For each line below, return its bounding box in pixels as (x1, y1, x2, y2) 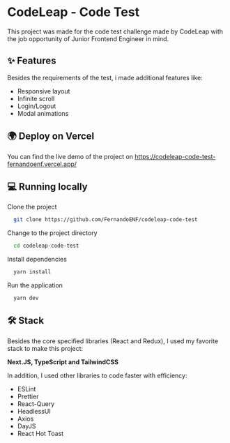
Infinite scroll (17, 94, 55, 103)
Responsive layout (17, 87, 70, 95)
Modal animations (17, 109, 69, 117)
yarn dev (13, 294, 39, 301)
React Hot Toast (17, 429, 64, 437)
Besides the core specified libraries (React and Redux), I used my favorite (7, 336, 218, 345)
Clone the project (7, 203, 57, 211)
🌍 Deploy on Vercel (7, 130, 95, 142)
